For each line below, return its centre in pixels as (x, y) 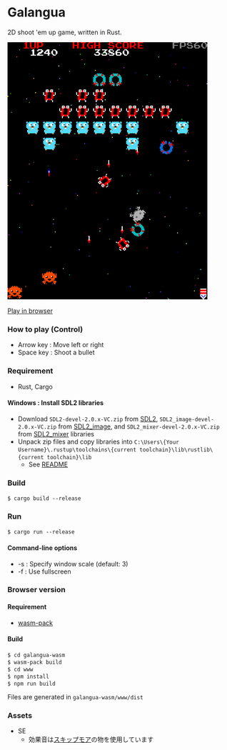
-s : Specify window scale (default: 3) (73, 564)
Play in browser (30, 311)
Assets (20, 715)
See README (48, 464)
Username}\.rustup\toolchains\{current (77, 450)
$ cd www (20, 669)
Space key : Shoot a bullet (56, 352)
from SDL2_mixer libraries (56, 434)
